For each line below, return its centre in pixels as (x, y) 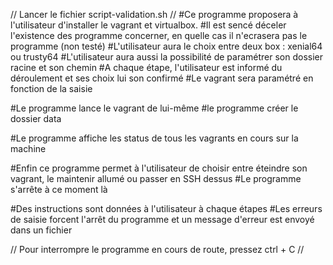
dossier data (36, 118)
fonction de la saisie (51, 88)
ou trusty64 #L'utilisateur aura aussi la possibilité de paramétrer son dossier (167, 57)
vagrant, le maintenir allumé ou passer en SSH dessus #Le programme (156, 178)
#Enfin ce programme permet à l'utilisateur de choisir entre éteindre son (159, 168)
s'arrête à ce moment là (59, 189)
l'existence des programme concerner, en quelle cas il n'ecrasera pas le (159, 35)
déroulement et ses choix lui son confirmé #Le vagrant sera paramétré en (162, 78)
